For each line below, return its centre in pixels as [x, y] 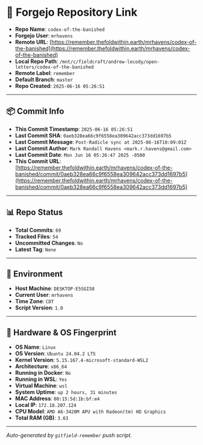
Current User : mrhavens [44, 295]
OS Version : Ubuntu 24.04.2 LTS [55, 354]
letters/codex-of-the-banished [54, 67]
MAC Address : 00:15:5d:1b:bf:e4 [57, 398]
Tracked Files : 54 [37, 236]
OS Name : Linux [35, 347]
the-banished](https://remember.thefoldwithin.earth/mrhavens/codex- [102, 48]
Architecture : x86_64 [41, 366]
